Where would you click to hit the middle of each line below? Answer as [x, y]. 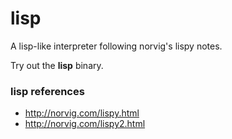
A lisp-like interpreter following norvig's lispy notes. [116, 46]
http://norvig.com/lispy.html [82, 113]
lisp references [47, 91]
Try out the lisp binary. [57, 65]
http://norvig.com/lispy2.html [85, 124]
